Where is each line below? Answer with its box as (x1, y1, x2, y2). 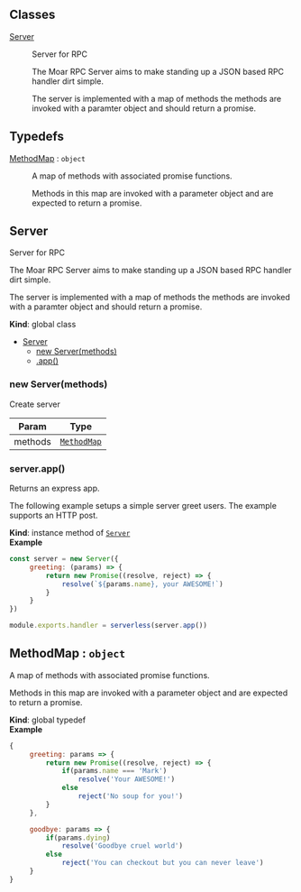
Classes (9, 7, 56, 23)
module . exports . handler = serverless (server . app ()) (9, 621, 207, 630)
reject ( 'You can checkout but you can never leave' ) (61, 859, 264, 868)
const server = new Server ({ (9, 555, 119, 564)
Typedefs (9, 129, 65, 144)
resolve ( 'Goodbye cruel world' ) (61, 841, 183, 851)
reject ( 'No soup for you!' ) (78, 792, 183, 801)
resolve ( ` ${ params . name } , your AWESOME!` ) (61, 579, 223, 589)
